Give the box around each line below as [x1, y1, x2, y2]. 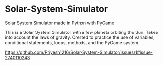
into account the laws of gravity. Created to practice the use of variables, [5, 34, 155, 40]
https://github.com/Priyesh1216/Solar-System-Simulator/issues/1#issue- [5, 49, 153, 55]
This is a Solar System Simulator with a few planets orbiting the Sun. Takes [5, 29, 158, 35]
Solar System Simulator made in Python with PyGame [5, 20, 115, 26]
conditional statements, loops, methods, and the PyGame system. [5, 39, 140, 45]
